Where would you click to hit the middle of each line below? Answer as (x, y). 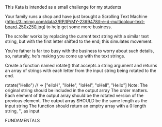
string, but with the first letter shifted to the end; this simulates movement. (79, 41)
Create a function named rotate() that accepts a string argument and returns (81, 65)
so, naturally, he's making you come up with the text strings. (65, 56)
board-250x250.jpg (24, 27)
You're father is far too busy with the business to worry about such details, (80, 51)
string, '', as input (22, 111)
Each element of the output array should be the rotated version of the (74, 95)
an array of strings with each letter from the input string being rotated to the (81, 71)
